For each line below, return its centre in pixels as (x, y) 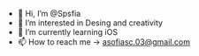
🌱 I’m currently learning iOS (67, 32)
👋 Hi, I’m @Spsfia (49, 14)
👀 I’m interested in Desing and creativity (90, 23)
